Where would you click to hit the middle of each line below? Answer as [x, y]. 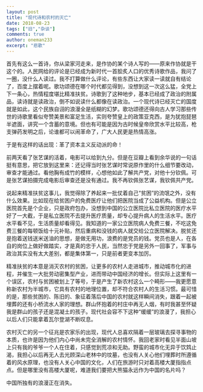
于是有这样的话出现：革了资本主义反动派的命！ [64, 144]
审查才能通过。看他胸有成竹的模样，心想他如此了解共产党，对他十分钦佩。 [99, 172]
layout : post [23, 12]
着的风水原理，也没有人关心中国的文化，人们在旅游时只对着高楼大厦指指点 [99, 362]
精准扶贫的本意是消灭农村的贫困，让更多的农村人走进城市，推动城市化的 [96, 266]
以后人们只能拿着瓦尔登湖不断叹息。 [51, 319]
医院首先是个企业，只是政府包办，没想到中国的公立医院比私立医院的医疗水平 [101, 208]
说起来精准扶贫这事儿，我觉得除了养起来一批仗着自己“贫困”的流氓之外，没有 [101, 193]
